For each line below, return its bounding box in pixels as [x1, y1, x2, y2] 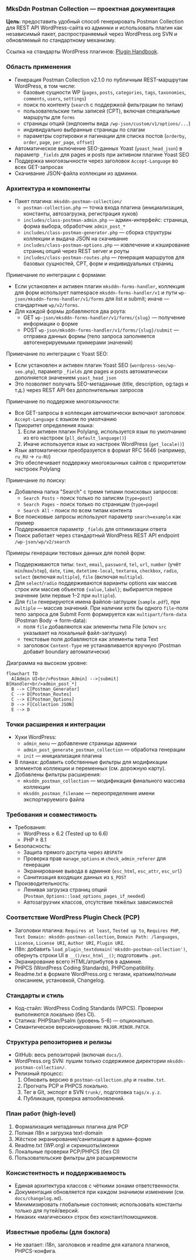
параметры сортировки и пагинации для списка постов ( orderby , [23, 132, 186, 139]
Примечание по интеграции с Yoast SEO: [6, 350, 108, 357]
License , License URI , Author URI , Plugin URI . [14, 939, 125, 946]
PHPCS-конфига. [14, 1248, 57, 1255]
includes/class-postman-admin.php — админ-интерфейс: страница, [23, 216, 189, 223]
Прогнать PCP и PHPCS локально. [23, 1082, 109, 1090]
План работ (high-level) [6, 1110, 76, 1118]
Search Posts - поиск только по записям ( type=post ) [23, 494, 153, 501]
